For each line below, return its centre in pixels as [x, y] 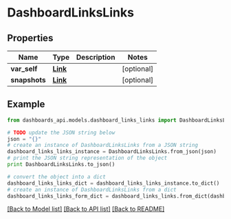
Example [26, 104]
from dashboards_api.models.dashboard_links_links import [92, 120]
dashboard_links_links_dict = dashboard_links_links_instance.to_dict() [113, 183]
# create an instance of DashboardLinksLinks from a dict [92, 189]
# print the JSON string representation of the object [87, 158]
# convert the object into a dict [57, 176]
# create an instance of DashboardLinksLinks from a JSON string [102, 146]
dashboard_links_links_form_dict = [58, 196]
